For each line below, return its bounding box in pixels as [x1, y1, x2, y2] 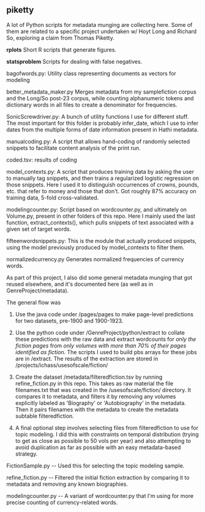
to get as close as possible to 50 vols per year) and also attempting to [15, 437, 192, 444]
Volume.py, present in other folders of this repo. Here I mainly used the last [6, 212, 196, 220]
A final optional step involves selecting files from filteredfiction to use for [15, 424, 199, 431]
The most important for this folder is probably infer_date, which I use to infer [6, 119, 199, 127]
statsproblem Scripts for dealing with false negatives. [6, 58, 143, 65]
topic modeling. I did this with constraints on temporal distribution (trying [15, 431, 199, 438]
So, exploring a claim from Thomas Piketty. [6, 34, 114, 42]
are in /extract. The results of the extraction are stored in [15, 355, 158, 362]
